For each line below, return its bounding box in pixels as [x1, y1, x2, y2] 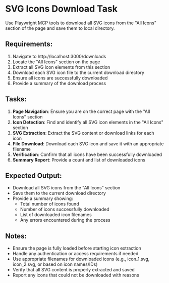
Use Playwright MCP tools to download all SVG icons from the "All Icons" [5, 20, 157, 26]
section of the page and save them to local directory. [5, 25, 115, 31]
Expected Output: [5, 171, 62, 180]
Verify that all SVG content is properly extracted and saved [12, 267, 135, 273]
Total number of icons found [20, 201, 79, 207]
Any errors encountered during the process [20, 217, 110, 223]
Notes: [5, 231, 27, 240]
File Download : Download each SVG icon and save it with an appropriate [12, 140, 164, 147]
